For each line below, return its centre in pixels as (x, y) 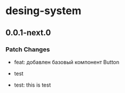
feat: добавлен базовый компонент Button (67, 62)
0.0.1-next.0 (28, 33)
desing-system (43, 11)
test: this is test (32, 85)
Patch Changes (28, 49)
